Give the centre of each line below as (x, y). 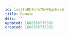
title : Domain (19, 14)
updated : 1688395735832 (29, 23)
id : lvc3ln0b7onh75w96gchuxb (34, 9)
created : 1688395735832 (29, 27)
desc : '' (14, 18)
